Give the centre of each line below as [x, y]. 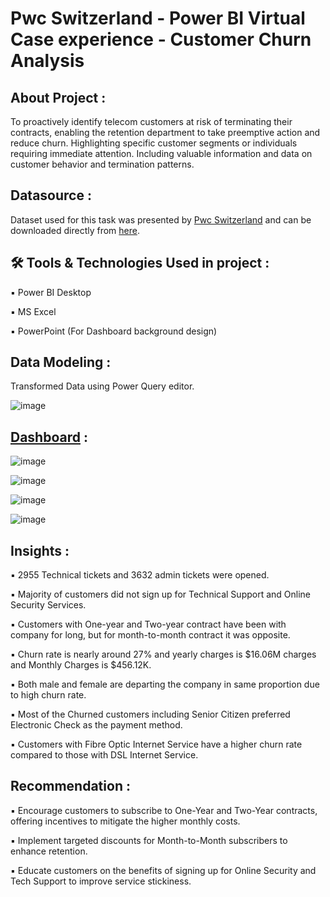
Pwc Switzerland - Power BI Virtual [158, 18]
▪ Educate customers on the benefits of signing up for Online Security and [163, 870]
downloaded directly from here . [75, 230]
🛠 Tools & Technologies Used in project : [140, 263]
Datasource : [51, 195]
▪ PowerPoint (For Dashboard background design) [114, 331]
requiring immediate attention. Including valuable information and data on [161, 153]
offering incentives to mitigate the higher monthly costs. [125, 821]
